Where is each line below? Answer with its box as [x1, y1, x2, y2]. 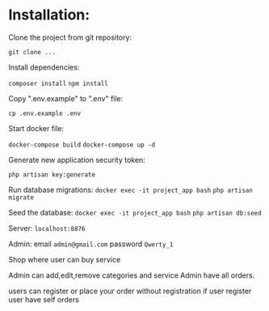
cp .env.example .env [8, 109, 82, 117]
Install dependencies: [8, 62, 80, 72]
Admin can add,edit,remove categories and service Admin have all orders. [8, 270, 255, 280]
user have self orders [8, 294, 79, 305]
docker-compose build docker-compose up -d [8, 140, 156, 149]
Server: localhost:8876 [8, 223, 86, 232]
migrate [8, 193, 35, 202]
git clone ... [8, 48, 57, 56]
